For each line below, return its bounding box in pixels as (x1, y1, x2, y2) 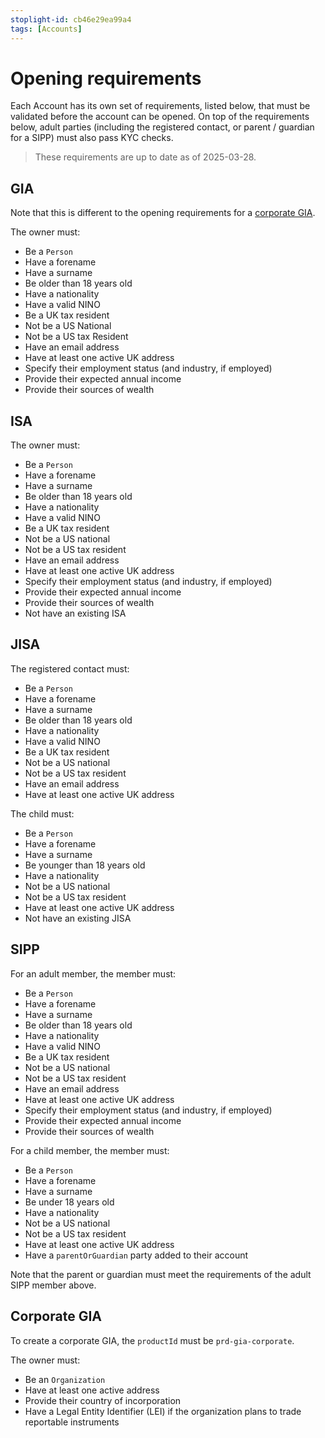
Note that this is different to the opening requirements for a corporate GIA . (10, 207, 316, 219)
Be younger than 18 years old (24, 859, 146, 871)
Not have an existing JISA (24, 912, 132, 924)
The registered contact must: (10, 662, 130, 675)
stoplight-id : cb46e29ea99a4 (10, 14, 132, 25)
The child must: (10, 807, 75, 820)
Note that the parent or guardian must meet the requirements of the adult (10, 1268, 312, 1280)
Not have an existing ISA (24, 607, 127, 620)
